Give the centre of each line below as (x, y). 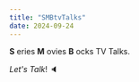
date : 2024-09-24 (42, 26)
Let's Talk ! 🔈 (34, 69)
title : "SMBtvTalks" (48, 17)
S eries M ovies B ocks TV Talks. (70, 51)
